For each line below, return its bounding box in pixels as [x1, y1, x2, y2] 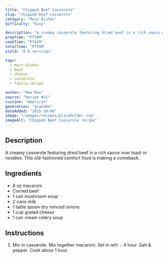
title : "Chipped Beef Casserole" [5, 7, 75, 12]
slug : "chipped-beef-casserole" [5, 12, 72, 17]
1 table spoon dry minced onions [12, 204, 80, 210]
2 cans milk [12, 198, 36, 205]
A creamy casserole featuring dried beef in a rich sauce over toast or [5, 149, 147, 155]
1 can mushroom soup [12, 193, 58, 199]
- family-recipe [9, 81, 43, 86]
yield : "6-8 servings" [5, 48, 52, 54]
